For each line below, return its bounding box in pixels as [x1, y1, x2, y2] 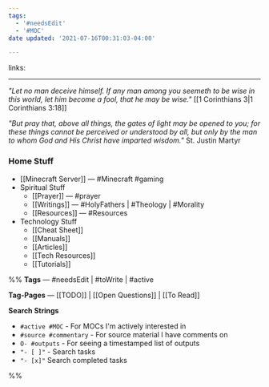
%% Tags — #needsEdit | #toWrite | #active [8, 274, 155, 284]
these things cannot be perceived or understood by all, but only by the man [8, 127, 258, 137]
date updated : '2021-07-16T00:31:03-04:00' [8, 34, 156, 42]
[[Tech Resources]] [31, 250, 96, 260]
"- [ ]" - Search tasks [19, 346, 96, 357]
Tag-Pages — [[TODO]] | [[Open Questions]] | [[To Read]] [8, 290, 200, 300]
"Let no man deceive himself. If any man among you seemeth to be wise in [8, 86, 255, 96]
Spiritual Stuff [19, 182, 66, 192]
